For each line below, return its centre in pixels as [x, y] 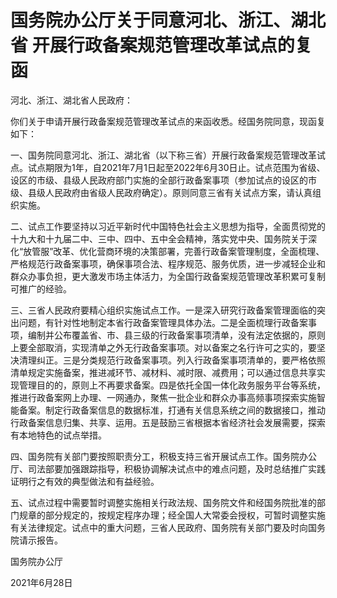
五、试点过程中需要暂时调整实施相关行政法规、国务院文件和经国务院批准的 [163, 502]
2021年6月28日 [41, 582]
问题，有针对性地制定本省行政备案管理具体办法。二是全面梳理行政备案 [163, 322]
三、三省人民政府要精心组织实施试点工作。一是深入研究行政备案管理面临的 [163, 310]
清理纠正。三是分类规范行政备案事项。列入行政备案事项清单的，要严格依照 [172, 360]
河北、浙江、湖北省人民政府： [71, 100]
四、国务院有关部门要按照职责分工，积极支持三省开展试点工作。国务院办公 [163, 456]
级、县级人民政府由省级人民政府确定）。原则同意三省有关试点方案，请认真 [161, 192]
